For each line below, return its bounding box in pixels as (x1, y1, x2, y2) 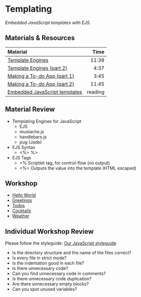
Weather (12, 213, 30, 219)
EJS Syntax (12, 144, 36, 150)
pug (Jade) (19, 139, 42, 145)
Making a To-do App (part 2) (7, 80, 75, 87)
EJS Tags (12, 154, 31, 160)
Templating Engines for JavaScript (12, 118, 81, 124)
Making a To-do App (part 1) (7, 73, 75, 79)
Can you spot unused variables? (12, 286, 77, 292)
